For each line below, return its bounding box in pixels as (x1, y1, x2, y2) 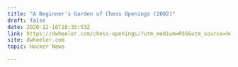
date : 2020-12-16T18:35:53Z (7, 23, 91, 30)
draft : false (7, 17, 46, 24)
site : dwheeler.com (7, 37, 65, 44)
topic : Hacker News (7, 43, 65, 50)
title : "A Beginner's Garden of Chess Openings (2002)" (7, 10, 176, 18)
